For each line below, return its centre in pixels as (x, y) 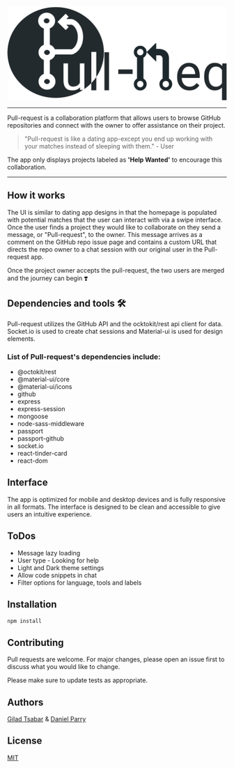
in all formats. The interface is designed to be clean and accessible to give (114, 507)
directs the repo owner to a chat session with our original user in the (105, 249)
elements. (22, 339)
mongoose (33, 416)
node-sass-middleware (51, 424)
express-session (41, 409)
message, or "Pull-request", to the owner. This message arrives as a (105, 234)
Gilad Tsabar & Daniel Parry (47, 719)
